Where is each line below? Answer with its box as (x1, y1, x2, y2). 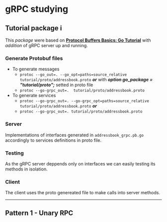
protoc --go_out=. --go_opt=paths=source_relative (19, 72, 127, 77)
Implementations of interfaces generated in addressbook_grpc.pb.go (5, 132, 144, 138)
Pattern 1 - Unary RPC (5, 209, 74, 217)
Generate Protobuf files (5, 55, 63, 61)
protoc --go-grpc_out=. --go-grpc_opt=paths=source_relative (19, 99, 149, 104)
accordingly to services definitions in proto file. (5, 137, 102, 143)
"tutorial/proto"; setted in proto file (19, 82, 93, 88)
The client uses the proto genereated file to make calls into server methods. (5, 190, 161, 196)
